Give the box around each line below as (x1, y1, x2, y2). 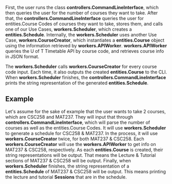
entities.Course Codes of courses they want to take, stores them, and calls (5, 21, 163, 27)
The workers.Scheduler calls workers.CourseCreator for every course (5, 64, 157, 69)
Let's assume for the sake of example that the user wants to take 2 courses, (5, 108, 166, 115)
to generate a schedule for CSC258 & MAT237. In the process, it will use (5, 130, 158, 136)
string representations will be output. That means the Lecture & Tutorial (5, 152, 156, 158)
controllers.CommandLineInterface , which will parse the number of (5, 119, 150, 125)
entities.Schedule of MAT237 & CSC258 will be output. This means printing (5, 168, 166, 174)
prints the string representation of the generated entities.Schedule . (5, 80, 149, 86)
